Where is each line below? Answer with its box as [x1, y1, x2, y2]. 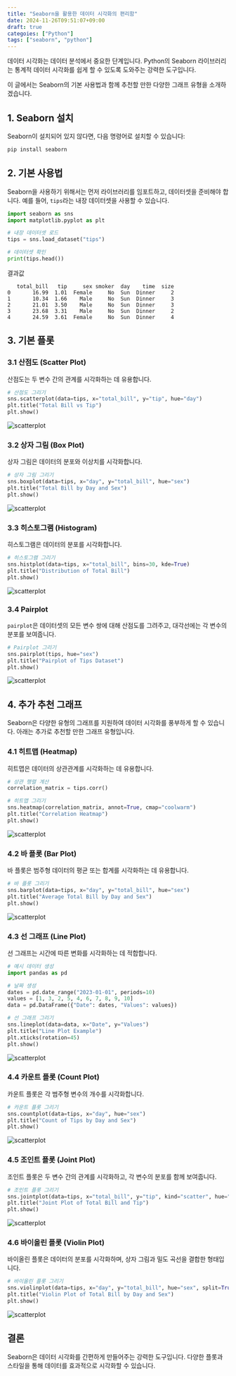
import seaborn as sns [7, 210, 74, 217]
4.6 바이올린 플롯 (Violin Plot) [7, 1238, 105, 1248]
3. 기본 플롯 [7, 335, 55, 347]
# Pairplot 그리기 [7, 644, 57, 651]
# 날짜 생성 [7, 982, 37, 989]
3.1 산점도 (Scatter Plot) [7, 357, 86, 367]
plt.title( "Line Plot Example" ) [7, 1027, 102, 1034]
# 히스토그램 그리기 [7, 554, 55, 562]
